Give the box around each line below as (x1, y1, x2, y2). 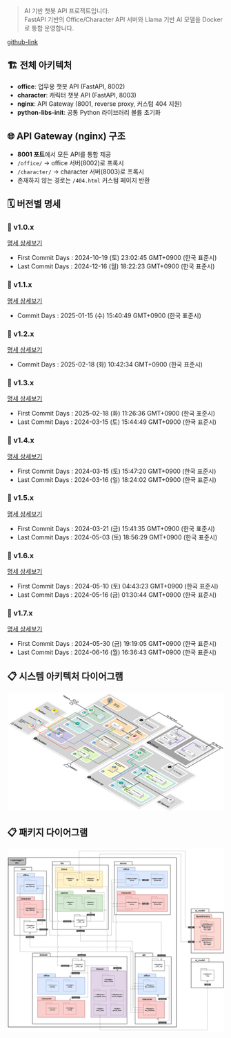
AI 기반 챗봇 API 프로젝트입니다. (23, 7, 110, 15)
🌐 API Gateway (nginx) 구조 (7, 131, 125, 142)
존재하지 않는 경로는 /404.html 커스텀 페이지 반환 (17, 176, 150, 184)
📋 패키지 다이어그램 (7, 826, 88, 838)
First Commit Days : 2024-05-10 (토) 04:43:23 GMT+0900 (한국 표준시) (17, 582, 219, 591)
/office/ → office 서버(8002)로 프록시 (17, 158, 124, 167)
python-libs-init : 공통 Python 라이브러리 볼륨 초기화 (17, 108, 161, 116)
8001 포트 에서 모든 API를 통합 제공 (17, 150, 112, 158)
